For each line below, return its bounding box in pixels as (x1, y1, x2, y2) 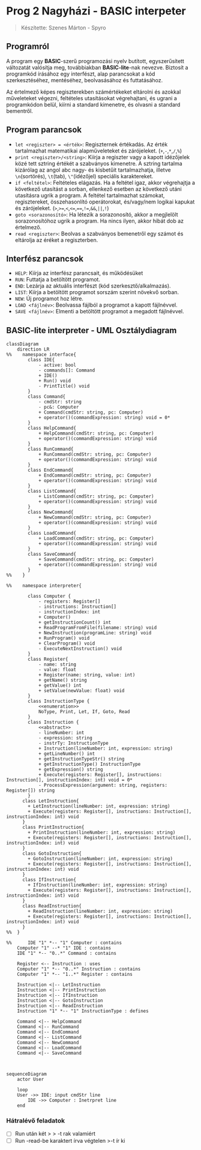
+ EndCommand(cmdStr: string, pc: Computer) (38, 472, 152, 478)
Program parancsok (6, 125, 82, 135)
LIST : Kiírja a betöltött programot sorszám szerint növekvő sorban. (14, 289, 179, 296)
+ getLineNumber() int (38, 751, 95, 757)
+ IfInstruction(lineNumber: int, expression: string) (28, 882, 168, 888)
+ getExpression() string (38, 766, 103, 772)
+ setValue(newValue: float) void (38, 688, 125, 694)
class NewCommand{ (28, 509, 74, 516)
